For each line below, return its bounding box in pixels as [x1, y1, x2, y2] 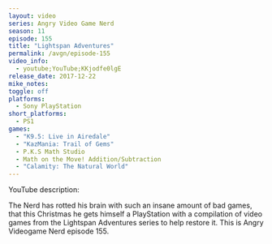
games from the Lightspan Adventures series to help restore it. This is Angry [8, 218, 264, 228]
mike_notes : [8, 79, 49, 88]
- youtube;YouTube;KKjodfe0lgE [15, 65, 122, 73]
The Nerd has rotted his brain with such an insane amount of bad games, [8, 200, 253, 211]
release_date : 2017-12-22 [8, 72, 96, 80]
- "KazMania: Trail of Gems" [15, 139, 114, 148]
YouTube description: [8, 185, 80, 195]
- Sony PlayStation [15, 102, 82, 110]
